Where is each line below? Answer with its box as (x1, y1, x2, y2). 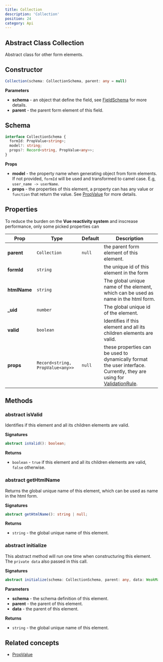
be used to (103, 349, 129, 356)
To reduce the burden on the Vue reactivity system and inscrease (5, 218, 138, 224)
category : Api (5, 20, 34, 26)
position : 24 (5, 16, 32, 21)
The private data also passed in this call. (5, 558, 88, 564)
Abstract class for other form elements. (5, 52, 83, 57)
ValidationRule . (103, 380, 138, 387)
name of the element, (103, 283, 152, 290)
